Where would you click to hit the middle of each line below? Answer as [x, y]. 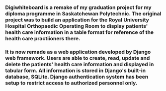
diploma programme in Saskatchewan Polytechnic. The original [83, 13]
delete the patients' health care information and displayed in [80, 64]
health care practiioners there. [43, 38]
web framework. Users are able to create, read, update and [78, 58]
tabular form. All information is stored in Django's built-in [75, 70]
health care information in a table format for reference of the [80, 32]
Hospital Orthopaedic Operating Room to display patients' [77, 26]
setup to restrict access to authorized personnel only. [71, 83]
